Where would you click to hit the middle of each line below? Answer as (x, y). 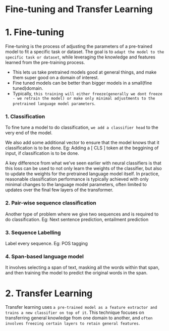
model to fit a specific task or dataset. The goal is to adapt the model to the (85, 52)
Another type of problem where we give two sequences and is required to (82, 214)
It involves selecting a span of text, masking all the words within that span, (82, 267)
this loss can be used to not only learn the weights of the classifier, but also (84, 169)
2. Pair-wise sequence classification (51, 203)
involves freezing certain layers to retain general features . (73, 323)
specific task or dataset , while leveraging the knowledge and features (80, 57)
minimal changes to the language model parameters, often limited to (76, 185)
